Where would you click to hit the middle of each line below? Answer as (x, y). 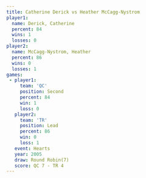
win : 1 (28, 103)
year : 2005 (28, 154)
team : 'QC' (33, 86)
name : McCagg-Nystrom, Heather (51, 52)
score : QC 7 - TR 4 (39, 166)
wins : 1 (22, 35)
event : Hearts (32, 148)
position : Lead (39, 126)
